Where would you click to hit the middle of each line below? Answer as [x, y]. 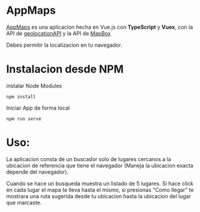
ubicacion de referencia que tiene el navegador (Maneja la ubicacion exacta [100, 165]
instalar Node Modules [34, 86]
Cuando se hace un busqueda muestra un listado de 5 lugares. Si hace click [100, 183]
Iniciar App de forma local [38, 108]
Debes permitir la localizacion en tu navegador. [64, 45]
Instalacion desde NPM [65, 69]
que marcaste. [24, 202]
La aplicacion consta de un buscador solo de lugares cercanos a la [89, 159]
